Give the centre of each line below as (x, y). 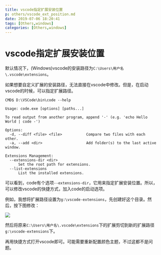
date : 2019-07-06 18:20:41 (33, 19)
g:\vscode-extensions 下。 (31, 231)
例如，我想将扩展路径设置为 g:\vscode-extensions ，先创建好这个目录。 (76, 200)
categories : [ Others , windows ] (36, 28)
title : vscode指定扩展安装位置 (34, 10)
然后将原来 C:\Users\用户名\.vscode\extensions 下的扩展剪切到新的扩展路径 (80, 225)
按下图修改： (26, 205)
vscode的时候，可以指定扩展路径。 (40, 91)
